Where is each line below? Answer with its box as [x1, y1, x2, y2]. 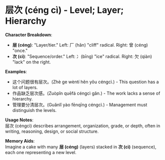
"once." [12, 48, 28, 53]
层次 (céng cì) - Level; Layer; [5, 4, 124, 16]
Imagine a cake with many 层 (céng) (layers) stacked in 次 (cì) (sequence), [5, 144, 157, 150]
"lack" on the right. [12, 59, 51, 65]
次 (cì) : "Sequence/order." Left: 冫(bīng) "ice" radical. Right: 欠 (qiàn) [12, 53, 152, 59]
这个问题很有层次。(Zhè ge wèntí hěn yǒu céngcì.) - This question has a [12, 79, 159, 85]
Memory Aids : [5, 138, 35, 144]
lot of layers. [12, 84, 38, 90]
